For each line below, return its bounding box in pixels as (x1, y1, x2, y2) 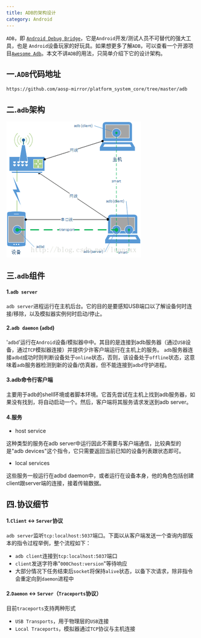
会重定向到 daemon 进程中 (14, 575, 74, 582)
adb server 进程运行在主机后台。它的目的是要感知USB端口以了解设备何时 (6, 302, 187, 309)
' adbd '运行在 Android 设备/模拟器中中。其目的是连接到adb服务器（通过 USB (6, 338, 186, 346)
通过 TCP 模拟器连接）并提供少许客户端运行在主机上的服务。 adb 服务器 (16, 346, 188, 353)
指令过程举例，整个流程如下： (16, 539, 91, 546)
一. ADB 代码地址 (6, 69, 62, 79)
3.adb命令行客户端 (6, 376, 53, 383)
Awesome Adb (11, 50, 42, 57)
